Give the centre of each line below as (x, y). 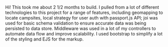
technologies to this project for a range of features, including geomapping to (84, 12)
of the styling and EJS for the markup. (44, 39)
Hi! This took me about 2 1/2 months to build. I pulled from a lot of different (82, 7)
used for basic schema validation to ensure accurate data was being (76, 23)
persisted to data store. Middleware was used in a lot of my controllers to (81, 28)
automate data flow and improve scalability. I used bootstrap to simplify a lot (84, 34)
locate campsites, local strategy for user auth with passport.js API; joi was (81, 18)
